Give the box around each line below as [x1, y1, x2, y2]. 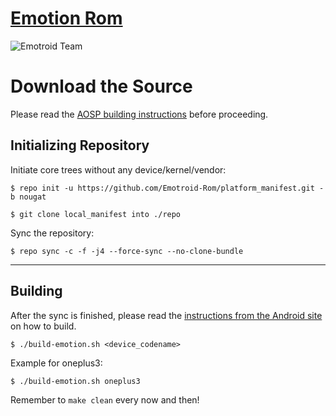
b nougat [10, 192, 47, 202]
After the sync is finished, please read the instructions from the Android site [10, 309, 323, 321]
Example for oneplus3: [10, 357, 103, 369]
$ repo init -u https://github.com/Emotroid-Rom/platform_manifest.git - [10, 183, 325, 193]
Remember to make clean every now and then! [10, 393, 200, 406]
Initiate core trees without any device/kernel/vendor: [10, 163, 227, 176]
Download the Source [10, 75, 193, 98]
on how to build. [10, 320, 77, 332]
